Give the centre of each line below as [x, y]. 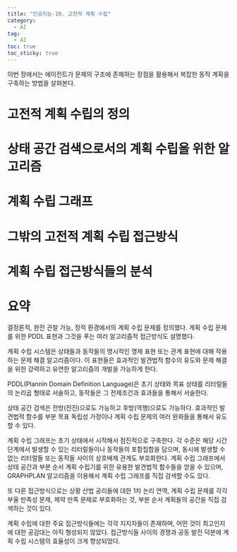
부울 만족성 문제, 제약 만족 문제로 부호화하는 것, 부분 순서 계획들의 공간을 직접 [114, 499]
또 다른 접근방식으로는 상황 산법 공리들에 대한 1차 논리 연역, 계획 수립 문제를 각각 [117, 491]
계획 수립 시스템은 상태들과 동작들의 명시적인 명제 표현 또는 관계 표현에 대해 [111, 351]
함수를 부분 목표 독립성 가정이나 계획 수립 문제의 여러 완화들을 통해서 [120, 416]
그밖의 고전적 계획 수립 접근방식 [93, 236]
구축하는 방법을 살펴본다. [41, 83]
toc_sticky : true [33, 54]
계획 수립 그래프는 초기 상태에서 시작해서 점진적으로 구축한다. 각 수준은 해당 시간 [117, 440]
